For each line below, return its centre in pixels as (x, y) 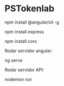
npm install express (24, 31)
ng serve (14, 60)
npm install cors (21, 41)
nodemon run (18, 79)
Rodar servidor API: (24, 70)
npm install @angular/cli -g (32, 22)
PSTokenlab (30, 9)
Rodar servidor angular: (29, 51)
